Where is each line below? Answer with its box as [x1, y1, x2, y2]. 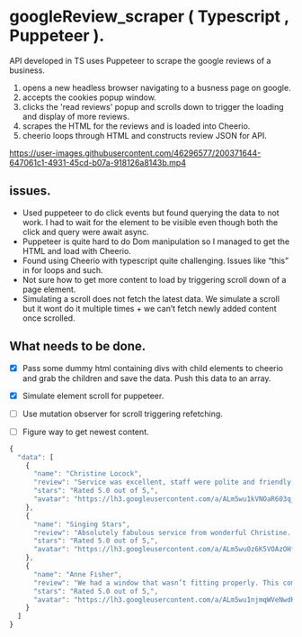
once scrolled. [22, 313, 75, 323]
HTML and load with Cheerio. [22, 245, 132, 256]
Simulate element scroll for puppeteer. [22, 390, 164, 401]
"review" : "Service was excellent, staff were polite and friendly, [32, 478, 296, 487]
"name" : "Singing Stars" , [32, 520, 130, 529]
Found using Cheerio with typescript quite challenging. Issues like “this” [22, 255, 289, 266]
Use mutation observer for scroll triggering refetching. [22, 408, 223, 419]
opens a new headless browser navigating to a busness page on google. [22, 82, 291, 93]
